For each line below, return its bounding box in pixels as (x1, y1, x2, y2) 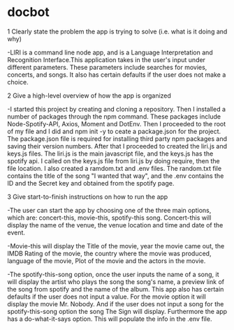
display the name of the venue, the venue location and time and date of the (7, 220, 224, 229)
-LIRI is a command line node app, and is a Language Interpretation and (7, 48, 213, 57)
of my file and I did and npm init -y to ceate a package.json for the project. (7, 127, 221, 135)
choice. (7, 77, 29, 86)
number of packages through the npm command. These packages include (7, 112, 221, 121)
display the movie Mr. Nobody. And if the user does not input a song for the (7, 299, 224, 308)
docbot (7, 4, 50, 20)
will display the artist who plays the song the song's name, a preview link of (7, 277, 225, 286)
